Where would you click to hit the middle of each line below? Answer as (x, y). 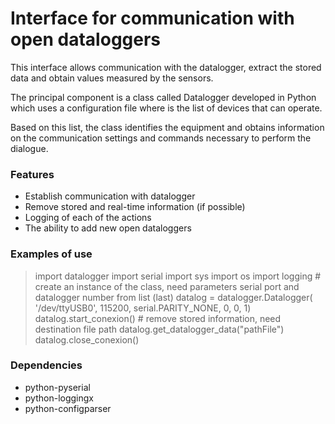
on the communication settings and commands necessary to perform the (161, 138)
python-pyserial (57, 387)
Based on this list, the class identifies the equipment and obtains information (167, 127)
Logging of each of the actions (88, 218)
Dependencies (46, 365)
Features (32, 174)
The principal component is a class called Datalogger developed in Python (163, 97)
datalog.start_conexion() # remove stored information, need (158, 318)
